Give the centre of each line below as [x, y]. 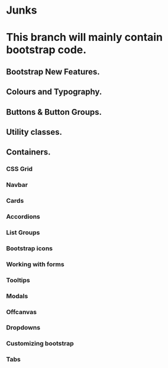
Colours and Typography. [54, 92]
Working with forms [35, 264]
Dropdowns [23, 328]
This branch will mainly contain [85, 38]
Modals [17, 296]
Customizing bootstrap [40, 344]
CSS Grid [20, 169]
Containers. [29, 152]
